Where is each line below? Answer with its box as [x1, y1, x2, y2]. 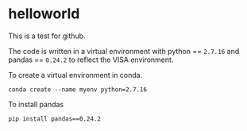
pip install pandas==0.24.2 [8, 114, 102, 123]
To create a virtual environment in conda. [8, 70, 143, 79]
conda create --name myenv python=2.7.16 [8, 85, 148, 94]
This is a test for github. [8, 31, 86, 40]
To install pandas [8, 99, 64, 109]
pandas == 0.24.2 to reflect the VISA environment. [8, 55, 174, 64]
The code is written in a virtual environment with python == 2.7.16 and [8, 46, 240, 56]
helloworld [8, 5, 80, 23]
